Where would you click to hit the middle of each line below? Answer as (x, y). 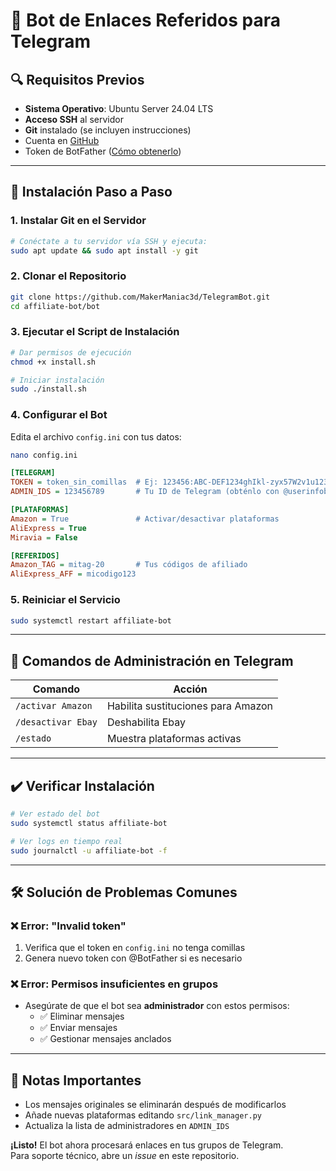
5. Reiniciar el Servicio (65, 600)
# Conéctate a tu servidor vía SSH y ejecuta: (109, 241)
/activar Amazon (54, 706)
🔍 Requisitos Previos (77, 79)
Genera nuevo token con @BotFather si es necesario (133, 958)
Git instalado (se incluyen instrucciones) (108, 130)
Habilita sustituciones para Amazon (190, 706)
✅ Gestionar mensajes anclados (105, 1039)
